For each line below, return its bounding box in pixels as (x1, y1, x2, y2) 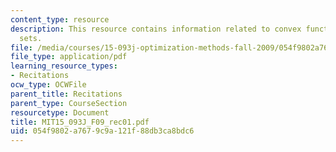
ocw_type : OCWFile (10, 80, 87, 90)
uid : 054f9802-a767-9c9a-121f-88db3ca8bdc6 (10, 126, 195, 136)
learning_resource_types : (10, 61, 118, 71)
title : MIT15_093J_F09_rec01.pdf (10, 117, 150, 127)
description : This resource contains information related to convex (10, 24, 302, 34)
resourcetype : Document (10, 107, 110, 118)
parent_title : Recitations (10, 89, 123, 99)
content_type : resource (10, 14, 110, 25)
